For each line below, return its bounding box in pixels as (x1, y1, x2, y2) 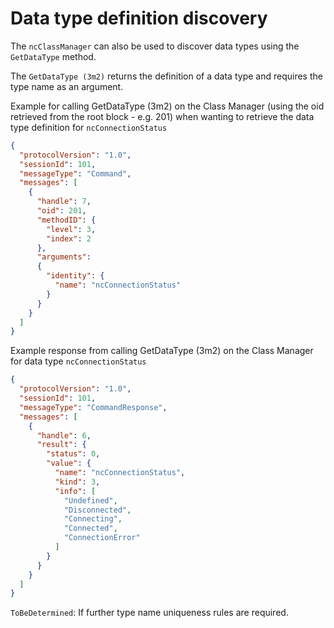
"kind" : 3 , (54, 477, 101, 487)
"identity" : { (46, 271, 105, 281)
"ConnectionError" (63, 533, 141, 543)
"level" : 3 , (46, 224, 97, 234)
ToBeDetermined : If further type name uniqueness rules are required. (10, 607, 289, 619)
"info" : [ (54, 486, 97, 496)
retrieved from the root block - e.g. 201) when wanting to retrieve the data (10, 110, 315, 122)
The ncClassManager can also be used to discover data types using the (10, 40, 300, 52)
